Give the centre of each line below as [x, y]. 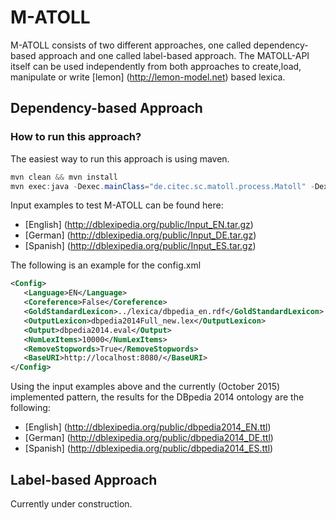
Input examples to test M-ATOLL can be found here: [117, 205]
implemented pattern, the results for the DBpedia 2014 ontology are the [157, 397]
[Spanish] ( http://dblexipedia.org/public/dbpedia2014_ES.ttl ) [149, 448]
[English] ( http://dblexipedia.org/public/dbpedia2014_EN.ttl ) [148, 427]
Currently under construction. [71, 503]
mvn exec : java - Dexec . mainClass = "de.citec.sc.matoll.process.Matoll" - [162, 186]
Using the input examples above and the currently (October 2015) [145, 387]
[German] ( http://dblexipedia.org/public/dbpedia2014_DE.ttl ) [149, 438]
